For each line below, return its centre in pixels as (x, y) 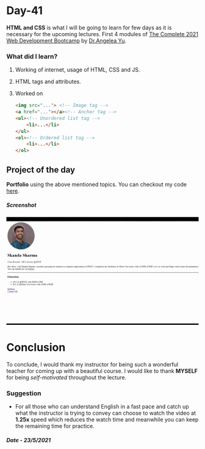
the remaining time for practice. (55, 426)
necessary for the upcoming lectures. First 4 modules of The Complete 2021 (102, 34)
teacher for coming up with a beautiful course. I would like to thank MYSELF (102, 371)
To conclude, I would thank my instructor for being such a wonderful (92, 365)
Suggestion (24, 393)
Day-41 (24, 11)
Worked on (29, 94)
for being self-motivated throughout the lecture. (67, 377)
